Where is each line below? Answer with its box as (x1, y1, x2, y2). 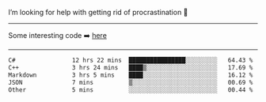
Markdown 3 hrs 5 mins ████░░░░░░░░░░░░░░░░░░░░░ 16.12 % (8, 71, 253, 79)
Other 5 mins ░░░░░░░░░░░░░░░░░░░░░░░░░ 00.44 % (8, 85, 253, 94)
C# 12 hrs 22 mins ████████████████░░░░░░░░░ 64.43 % (8, 56, 253, 64)
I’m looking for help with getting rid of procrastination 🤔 (8, 8, 188, 17)
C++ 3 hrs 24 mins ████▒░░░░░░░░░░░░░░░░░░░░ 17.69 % (8, 63, 253, 71)
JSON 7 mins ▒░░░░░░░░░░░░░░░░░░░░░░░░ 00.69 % (8, 78, 253, 86)
